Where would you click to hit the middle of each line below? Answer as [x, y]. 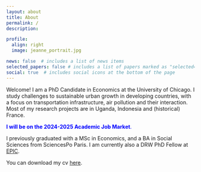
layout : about [24, 12]
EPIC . [13, 151]
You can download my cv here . [44, 162]
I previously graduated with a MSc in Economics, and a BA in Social [89, 138]
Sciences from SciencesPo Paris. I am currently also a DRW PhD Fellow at [97, 144]
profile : [17, 40]
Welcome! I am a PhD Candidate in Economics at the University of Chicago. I [100, 89]
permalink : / [22, 23]
